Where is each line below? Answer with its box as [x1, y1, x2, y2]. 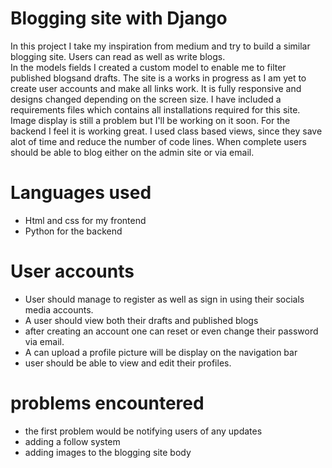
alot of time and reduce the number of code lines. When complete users [10, 135, 307, 147]
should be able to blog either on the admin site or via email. [10, 146, 255, 158]
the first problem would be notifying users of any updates [24, 425, 263, 437]
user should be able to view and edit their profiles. [24, 357, 232, 369]
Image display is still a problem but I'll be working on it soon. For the [10, 114, 291, 126]
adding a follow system [24, 435, 121, 447]
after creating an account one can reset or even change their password [24, 325, 319, 337]
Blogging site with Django [10, 7, 228, 30]
